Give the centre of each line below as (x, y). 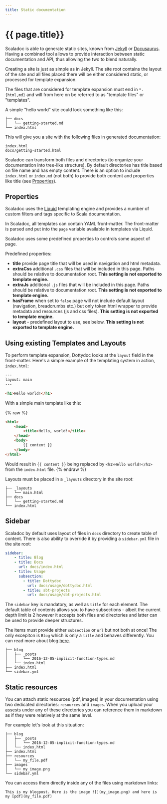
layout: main (19, 380)
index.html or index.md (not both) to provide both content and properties (80, 175)
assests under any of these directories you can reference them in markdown (83, 710)
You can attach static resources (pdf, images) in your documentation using (82, 699)
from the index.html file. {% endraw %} (46, 469)
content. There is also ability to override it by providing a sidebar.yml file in (82, 539)
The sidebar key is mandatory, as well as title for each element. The (77, 605)
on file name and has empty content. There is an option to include (73, 170)
